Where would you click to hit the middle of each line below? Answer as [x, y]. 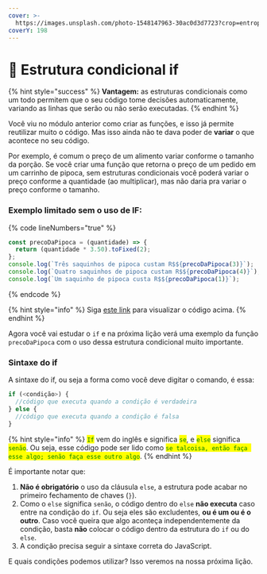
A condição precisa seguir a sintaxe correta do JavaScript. [116, 545]
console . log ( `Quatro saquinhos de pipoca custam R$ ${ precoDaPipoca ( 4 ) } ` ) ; [135, 272]
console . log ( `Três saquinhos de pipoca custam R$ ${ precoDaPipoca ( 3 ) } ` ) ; [131, 264]
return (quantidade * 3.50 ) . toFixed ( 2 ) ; [83, 250]
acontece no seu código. [49, 141]
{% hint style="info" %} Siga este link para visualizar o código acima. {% [127, 310]
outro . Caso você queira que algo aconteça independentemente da [130, 520]
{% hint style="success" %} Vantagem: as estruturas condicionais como [128, 91]
